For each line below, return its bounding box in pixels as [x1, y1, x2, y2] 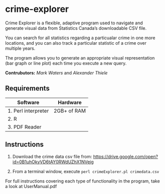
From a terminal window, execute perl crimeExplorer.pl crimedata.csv [12, 168, 160, 174]
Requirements [5, 84, 50, 93]
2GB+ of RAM [54, 107, 86, 114]
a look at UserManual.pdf [5, 183, 57, 189]
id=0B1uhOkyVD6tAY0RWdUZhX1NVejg [12, 159, 94, 165]
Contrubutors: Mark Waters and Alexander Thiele [5, 69, 108, 75]
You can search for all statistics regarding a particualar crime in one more [5, 35, 156, 41]
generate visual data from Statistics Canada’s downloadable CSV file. [5, 25, 147, 31]
